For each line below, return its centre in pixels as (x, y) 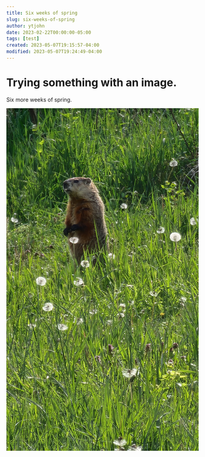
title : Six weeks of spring (42, 13)
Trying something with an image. (92, 83)
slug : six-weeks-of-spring (41, 19)
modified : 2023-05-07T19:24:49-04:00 (54, 52)
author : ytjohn (26, 26)
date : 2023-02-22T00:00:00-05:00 (49, 32)
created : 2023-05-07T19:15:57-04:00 (53, 45)
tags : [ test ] (23, 39)
